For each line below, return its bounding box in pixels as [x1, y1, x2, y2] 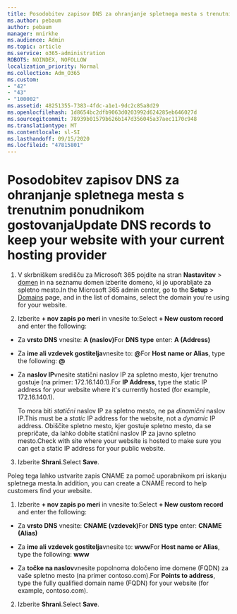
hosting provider [7, 247, 107, 264]
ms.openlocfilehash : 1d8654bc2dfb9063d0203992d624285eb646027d [7, 109, 197, 116]
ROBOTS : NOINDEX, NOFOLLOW [7, 57, 87, 64]
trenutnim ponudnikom [7, 202, 145, 218]
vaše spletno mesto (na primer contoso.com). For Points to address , [17, 572, 216, 580]
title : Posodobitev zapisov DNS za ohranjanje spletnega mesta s [7, 10, 203, 18]
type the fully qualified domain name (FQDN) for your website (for [17, 579, 209, 587]
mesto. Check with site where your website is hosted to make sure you [17, 437, 221, 445]
